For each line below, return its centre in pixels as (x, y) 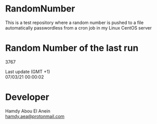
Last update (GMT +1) (28, 71)
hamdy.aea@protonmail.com (35, 116)
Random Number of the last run (72, 48)
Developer (27, 97)
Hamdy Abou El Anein (28, 111)
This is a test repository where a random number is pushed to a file (74, 22)
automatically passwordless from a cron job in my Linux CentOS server (78, 27)
